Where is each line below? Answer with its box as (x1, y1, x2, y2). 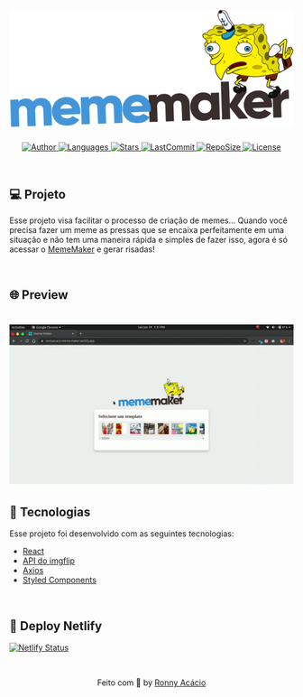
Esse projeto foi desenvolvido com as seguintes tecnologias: (9, 528, 234, 539)
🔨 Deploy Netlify (9, 618, 103, 634)
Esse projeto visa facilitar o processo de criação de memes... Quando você (9, 215, 289, 226)
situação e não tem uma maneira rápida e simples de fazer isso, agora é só (9, 234, 289, 245)
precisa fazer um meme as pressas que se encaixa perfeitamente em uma (9, 224, 285, 235)
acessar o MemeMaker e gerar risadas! (9, 244, 155, 255)
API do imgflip (22, 555, 75, 566)
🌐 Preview (9, 287, 69, 302)
